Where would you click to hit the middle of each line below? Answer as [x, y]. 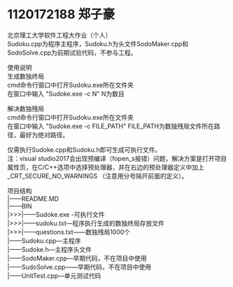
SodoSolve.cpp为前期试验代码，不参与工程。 [72, 52]
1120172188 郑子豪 [61, 14]
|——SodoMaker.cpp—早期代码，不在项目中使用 [77, 258]
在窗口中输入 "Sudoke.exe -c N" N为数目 [66, 93]
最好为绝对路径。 [44, 134]
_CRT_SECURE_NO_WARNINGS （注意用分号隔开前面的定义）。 [98, 176]
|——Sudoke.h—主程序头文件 [50, 249]
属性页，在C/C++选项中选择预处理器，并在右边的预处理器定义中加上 [106, 167]
